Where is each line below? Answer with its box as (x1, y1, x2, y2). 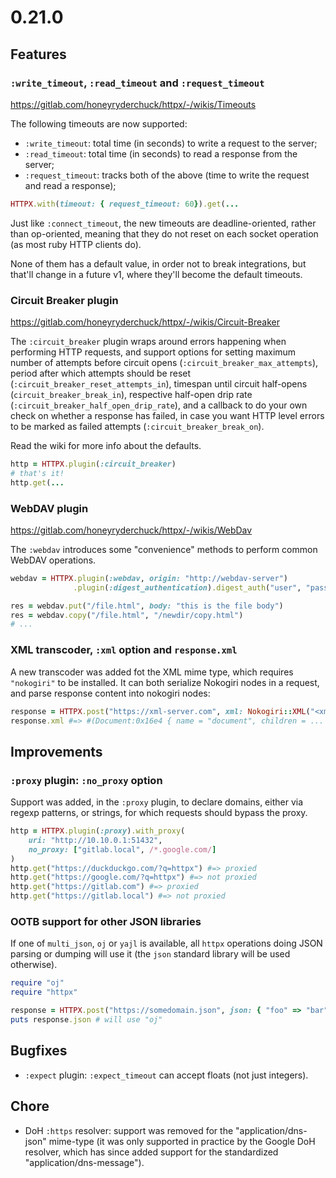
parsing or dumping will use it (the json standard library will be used (10, 948, 291, 960)
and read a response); (24, 179, 117, 191)
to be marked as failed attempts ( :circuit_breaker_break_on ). (10, 421, 265, 433)
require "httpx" (10, 987, 78, 998)
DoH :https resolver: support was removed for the (24, 1124, 234, 1136)
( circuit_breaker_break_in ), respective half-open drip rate (10, 389, 253, 401)
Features (10, 46, 67, 63)
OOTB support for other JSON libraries (10, 915, 202, 928)
